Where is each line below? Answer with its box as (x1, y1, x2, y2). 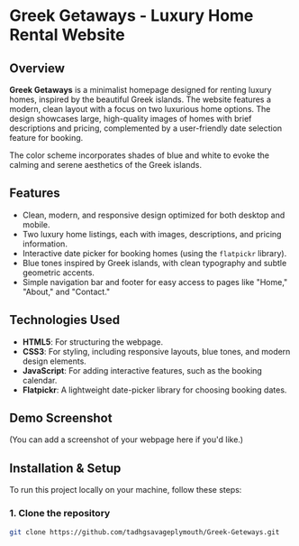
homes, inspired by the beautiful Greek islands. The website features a (9, 94, 272, 105)
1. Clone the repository (9, 507, 111, 520)
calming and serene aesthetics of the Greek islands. (9, 160, 203, 170)
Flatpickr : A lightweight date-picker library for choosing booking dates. (22, 384, 287, 395)
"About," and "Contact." (22, 286, 111, 297)
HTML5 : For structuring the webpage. (22, 336, 164, 347)
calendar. (22, 375, 58, 385)
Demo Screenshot (9, 411, 113, 426)
